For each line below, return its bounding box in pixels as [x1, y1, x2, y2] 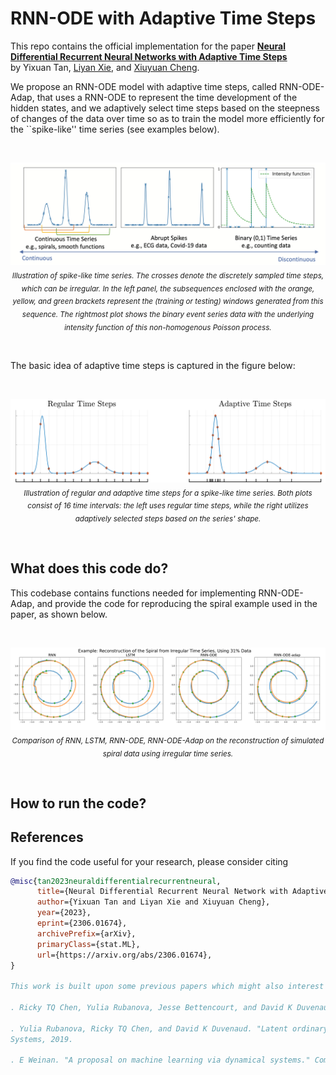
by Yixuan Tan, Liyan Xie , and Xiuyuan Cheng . [10, 61, 200, 73]
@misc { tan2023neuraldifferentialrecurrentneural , [10, 876, 222, 886]
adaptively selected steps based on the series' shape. [74, 514, 262, 524]
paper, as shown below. [10, 608, 108, 620]
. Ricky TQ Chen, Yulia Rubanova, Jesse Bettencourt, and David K [10, 1003, 293, 1013]
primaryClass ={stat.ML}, [36, 939, 141, 949]
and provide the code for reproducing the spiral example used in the [36, 597, 318, 609]
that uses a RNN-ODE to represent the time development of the [36, 91, 298, 103]
